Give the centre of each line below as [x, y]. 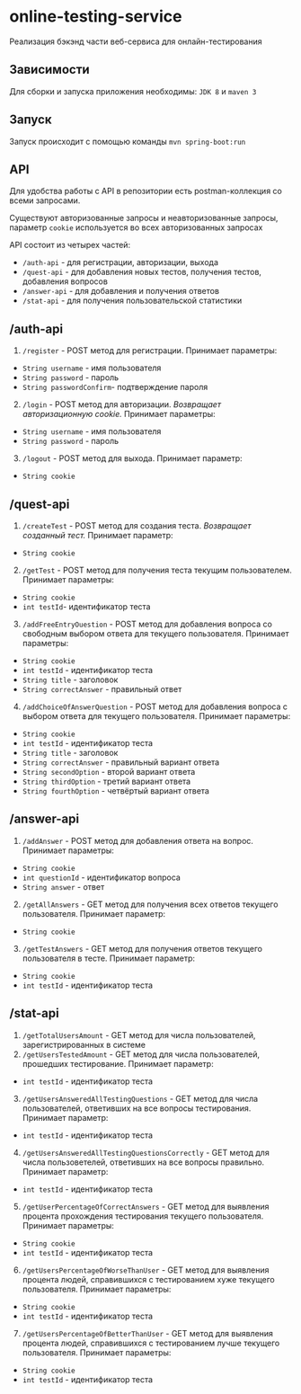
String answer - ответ [63, 886]
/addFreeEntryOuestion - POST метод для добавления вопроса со [147, 624]
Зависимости [49, 70]
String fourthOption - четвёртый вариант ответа [115, 791]
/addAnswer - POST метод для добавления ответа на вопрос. [138, 840]
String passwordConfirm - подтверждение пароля [115, 387]
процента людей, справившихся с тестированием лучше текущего [151, 1343]
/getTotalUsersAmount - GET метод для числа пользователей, [139, 1034]
